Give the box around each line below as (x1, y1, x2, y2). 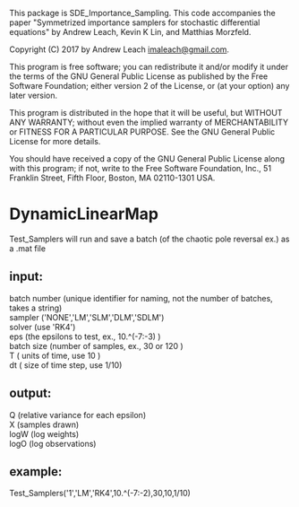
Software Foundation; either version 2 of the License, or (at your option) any (9, 81, 290, 91)
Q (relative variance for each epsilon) (9, 409, 146, 420)
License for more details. (9, 136, 101, 146)
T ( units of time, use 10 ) (9, 350, 101, 361)
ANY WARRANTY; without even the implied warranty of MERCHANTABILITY (9, 117, 289, 127)
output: (9, 386, 52, 401)
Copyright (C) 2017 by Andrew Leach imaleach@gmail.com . (9, 44, 230, 55)
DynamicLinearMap (9, 204, 159, 224)
